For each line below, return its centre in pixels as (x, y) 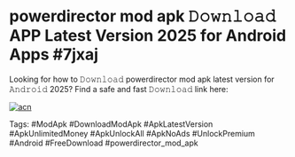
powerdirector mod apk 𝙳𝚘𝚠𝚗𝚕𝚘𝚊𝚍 (143, 16)
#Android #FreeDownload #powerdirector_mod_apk (104, 143)
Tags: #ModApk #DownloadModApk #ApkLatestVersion (111, 124)
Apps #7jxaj (54, 55)
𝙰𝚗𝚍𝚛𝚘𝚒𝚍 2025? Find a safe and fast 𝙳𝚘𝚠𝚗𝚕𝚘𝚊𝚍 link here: (119, 89)
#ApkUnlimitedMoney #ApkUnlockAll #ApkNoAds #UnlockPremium (132, 133)
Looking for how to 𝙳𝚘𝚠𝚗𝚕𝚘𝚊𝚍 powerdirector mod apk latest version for (142, 79)
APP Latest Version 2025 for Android (147, 36)
